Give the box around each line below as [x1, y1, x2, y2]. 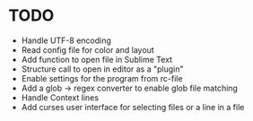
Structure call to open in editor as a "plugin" [21, 64, 185, 74]
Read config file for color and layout [21, 44, 154, 55]
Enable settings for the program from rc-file [21, 73, 183, 83]
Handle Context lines [21, 91, 100, 103]
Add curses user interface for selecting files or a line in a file [21, 101, 245, 112]
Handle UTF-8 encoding [21, 35, 111, 46]
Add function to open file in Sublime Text [21, 54, 172, 65]
